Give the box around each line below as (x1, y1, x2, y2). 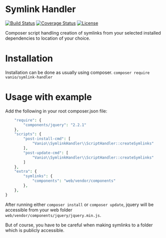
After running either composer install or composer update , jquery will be (5, 201, 154, 207)
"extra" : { (14, 169, 37, 174)
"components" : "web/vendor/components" (32, 178, 116, 184)
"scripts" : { (14, 132, 42, 137)
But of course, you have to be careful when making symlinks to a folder (5, 222, 153, 228)
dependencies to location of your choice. (5, 35, 91, 41)
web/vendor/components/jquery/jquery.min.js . (5, 212, 102, 218)
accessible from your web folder (5, 207, 72, 213)
